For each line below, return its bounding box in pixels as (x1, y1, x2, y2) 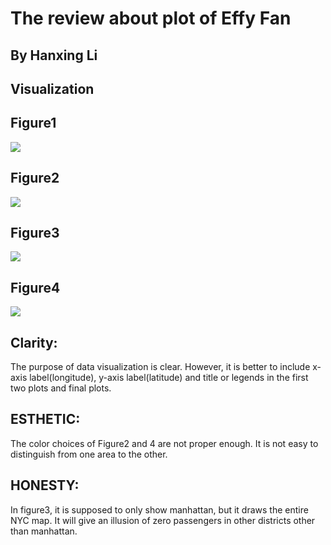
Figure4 (10, 279, 61, 296)
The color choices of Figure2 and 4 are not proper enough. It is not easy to (10, 437, 319, 449)
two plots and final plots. (10, 382, 112, 394)
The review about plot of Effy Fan (10, 7, 292, 30)
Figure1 (10, 115, 57, 132)
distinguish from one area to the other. (10, 448, 168, 460)
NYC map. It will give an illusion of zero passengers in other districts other (10, 514, 316, 526)
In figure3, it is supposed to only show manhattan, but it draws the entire (10, 503, 309, 516)
